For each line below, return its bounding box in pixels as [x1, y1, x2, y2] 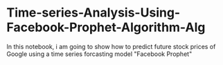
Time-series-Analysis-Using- [6, 5, 181, 21]
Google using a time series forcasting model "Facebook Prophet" [6, 50, 193, 58]
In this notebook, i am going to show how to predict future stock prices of [6, 42, 216, 50]
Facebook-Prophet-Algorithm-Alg [6, 19, 206, 35]
